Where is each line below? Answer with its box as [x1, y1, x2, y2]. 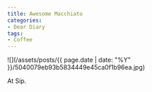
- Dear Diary [7, 23, 46, 30]
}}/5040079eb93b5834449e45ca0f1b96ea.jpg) [7, 63, 146, 72]
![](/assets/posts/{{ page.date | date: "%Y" [7, 55, 131, 64]
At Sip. [7, 77, 27, 85]
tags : [7, 29, 23, 37]
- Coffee [7, 37, 33, 44]
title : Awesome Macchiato [7, 10, 83, 18]
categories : [7, 17, 42, 24]
